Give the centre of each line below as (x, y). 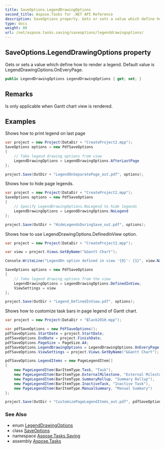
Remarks (19, 94)
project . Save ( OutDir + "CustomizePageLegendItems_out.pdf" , (68, 402)
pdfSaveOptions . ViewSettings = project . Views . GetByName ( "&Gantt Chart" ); (82, 352)
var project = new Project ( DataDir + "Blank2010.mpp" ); (63, 320)
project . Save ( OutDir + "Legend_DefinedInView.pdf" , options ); (70, 301)
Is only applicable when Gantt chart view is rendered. (59, 106)
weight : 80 (16, 28)
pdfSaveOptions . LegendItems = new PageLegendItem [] (59, 361)
